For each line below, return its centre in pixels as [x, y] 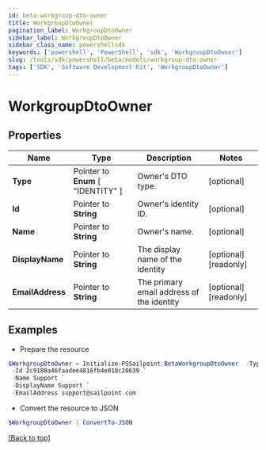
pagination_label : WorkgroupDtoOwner [70, 30]
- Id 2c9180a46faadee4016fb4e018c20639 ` [79, 371]
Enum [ [87, 181]
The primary [160, 282]
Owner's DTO [162, 176]
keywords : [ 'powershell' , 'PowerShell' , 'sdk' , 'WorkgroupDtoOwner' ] [125, 52]
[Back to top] [29, 437]
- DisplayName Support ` [51, 386]
